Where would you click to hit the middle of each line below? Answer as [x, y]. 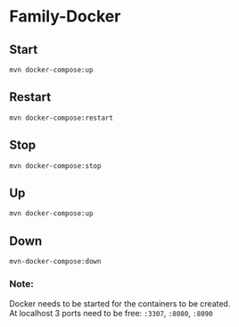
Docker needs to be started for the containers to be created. [120, 303]
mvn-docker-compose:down [55, 262]
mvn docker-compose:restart [62, 118]
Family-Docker [65, 17]
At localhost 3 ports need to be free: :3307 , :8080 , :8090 [111, 313]
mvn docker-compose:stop [55, 166]
